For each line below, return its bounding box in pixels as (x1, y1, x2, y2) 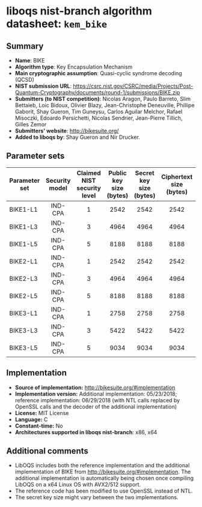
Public (108, 168, 127, 177)
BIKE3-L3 (9, 326, 38, 334)
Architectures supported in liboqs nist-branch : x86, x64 (14, 428, 158, 435)
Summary (6, 41, 44, 51)
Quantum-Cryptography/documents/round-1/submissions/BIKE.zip (14, 89, 180, 96)
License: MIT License (14, 409, 69, 416)
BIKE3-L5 (9, 343, 38, 352)
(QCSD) (14, 76, 35, 83)
